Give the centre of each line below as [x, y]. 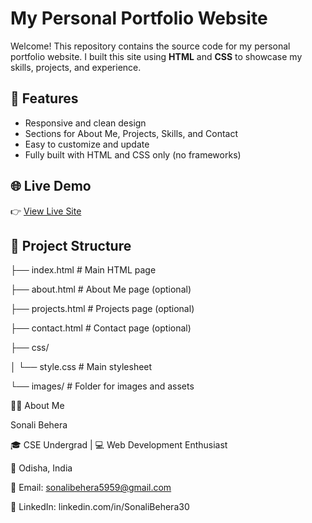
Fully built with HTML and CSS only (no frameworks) [133, 154]
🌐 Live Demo [51, 186]
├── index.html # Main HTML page [83, 270]
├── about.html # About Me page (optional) [101, 289]
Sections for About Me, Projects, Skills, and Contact [131, 133]
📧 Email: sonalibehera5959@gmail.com [91, 488]
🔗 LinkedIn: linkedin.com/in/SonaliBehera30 [100, 507]
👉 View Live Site [46, 211]
